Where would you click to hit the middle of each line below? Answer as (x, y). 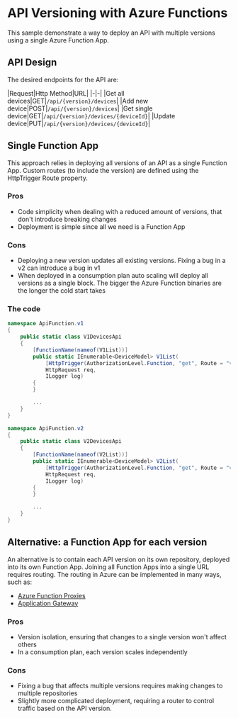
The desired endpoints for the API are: (63, 79)
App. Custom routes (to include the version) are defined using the (103, 170)
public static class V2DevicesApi (71, 442)
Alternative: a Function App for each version (107, 543)
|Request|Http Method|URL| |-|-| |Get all (66, 93)
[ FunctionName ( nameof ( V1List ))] (81, 350)
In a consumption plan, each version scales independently (102, 652)
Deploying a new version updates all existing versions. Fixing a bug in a (121, 261)
